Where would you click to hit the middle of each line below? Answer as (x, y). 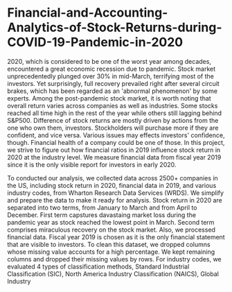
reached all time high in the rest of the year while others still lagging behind (115, 113)
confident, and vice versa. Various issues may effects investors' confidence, (116, 135)
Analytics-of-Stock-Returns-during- (115, 27)
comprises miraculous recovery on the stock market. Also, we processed (111, 230)
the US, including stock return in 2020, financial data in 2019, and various (112, 185)
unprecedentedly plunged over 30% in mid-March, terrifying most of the (111, 76)
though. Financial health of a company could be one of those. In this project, (116, 142)
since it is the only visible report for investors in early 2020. (92, 164)
